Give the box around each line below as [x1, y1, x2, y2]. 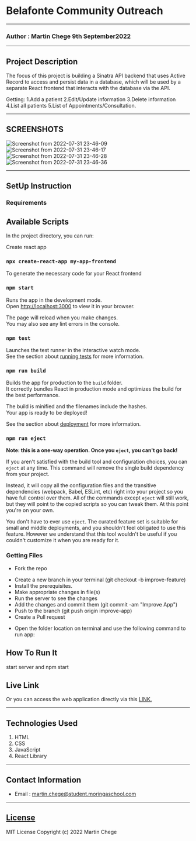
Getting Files [6, 552, 43, 560]
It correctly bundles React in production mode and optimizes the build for [6, 385, 182, 392]
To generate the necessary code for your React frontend [6, 270, 142, 277]
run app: [14, 630, 35, 638]
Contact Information [6, 775, 82, 785]
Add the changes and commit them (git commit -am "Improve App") [14, 601, 178, 608]
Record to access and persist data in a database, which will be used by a [6, 78, 181, 85]
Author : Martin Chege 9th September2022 [6, 32, 131, 40]
